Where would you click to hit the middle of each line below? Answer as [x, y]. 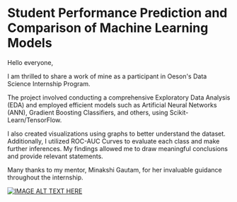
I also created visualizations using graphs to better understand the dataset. [117, 133]
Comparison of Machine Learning [108, 28]
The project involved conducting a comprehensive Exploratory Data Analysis [119, 97]
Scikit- [179, 112]
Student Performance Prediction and [117, 13]
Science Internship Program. [49, 83]
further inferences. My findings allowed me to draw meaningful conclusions [118, 148]
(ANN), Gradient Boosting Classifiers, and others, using [88, 112]
